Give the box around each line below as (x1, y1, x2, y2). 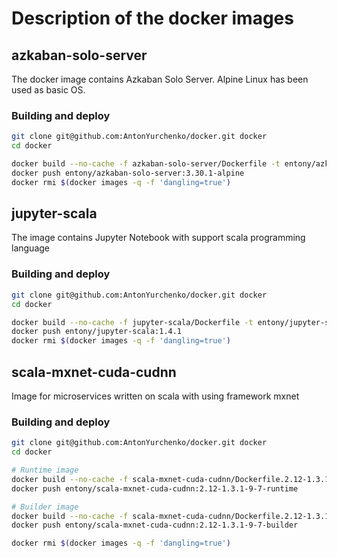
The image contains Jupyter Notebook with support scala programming (11, 232, 306, 244)
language (11, 242, 50, 254)
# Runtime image (11, 465, 79, 476)
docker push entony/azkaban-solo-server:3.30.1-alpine (11, 168, 245, 178)
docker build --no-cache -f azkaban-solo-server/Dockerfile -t (11, 159, 281, 169)
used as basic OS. (11, 84, 86, 96)
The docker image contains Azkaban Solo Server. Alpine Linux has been (11, 73, 309, 85)
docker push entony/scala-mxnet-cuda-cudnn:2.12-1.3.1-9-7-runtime (11, 483, 299, 494)
